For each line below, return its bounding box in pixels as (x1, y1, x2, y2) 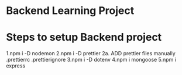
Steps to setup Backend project (6, 31, 162, 44)
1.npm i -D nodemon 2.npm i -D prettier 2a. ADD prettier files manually (6, 50, 176, 57)
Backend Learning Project (6, 4, 135, 17)
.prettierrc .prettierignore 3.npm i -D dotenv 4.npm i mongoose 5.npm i (6, 56, 177, 63)
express (6, 62, 26, 69)
